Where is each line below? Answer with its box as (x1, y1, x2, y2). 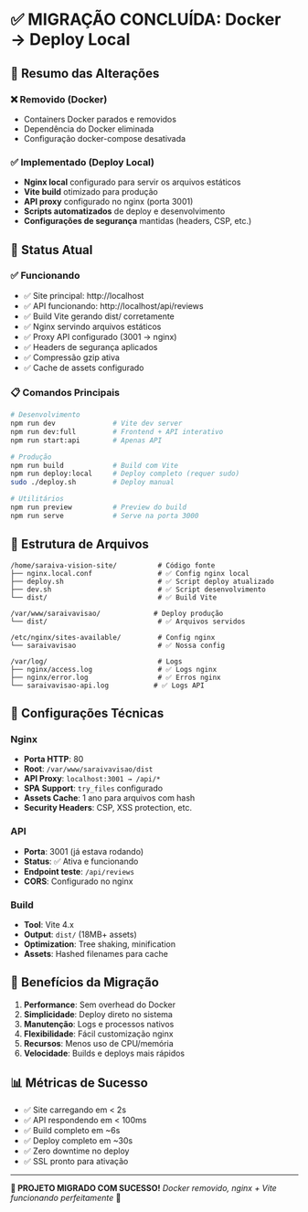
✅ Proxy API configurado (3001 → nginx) (23, 331, 177, 342)
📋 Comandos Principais (10, 386, 120, 399)
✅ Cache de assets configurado (23, 362, 144, 373)
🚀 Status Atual (10, 242, 93, 258)
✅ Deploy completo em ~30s (23, 1134, 133, 1146)
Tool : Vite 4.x (23, 919, 74, 930)
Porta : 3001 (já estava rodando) (23, 845, 144, 856)
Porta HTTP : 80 (23, 754, 84, 765)
